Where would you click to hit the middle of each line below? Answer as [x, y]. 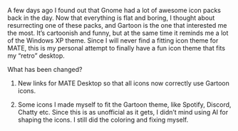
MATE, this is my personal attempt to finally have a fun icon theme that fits [117, 48]
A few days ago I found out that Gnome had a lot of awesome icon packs [114, 10]
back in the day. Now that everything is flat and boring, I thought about [111, 18]
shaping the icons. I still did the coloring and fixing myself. [103, 120]
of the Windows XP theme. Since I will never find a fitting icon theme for [113, 41]
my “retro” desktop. [36, 56]
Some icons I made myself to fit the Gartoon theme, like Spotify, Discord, [124, 105]
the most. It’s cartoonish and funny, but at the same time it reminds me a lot [118, 33]
